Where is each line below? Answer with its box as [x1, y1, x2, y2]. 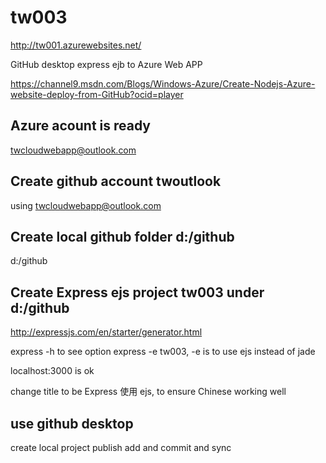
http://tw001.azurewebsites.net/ [10, 39, 142, 51]
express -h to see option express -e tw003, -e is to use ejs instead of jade [10, 346, 316, 358]
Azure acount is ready [10, 117, 152, 135]
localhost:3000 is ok [10, 365, 95, 377]
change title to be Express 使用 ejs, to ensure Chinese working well [10, 386, 287, 398]
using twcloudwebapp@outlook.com [10, 199, 162, 211]
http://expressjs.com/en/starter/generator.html [10, 326, 203, 338]
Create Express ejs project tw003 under [10, 284, 265, 301]
